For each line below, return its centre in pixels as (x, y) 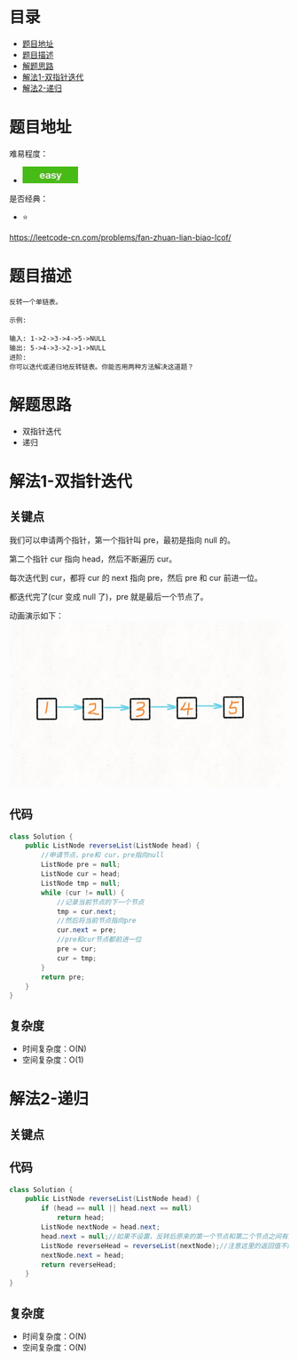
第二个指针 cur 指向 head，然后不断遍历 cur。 (93, 559)
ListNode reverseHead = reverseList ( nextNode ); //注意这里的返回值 (161, 1246)
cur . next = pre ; (86, 930)
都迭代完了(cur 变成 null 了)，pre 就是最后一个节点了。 (109, 596)
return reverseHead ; (79, 1265)
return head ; (80, 1218)
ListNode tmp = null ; (81, 883)
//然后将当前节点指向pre (96, 921)
